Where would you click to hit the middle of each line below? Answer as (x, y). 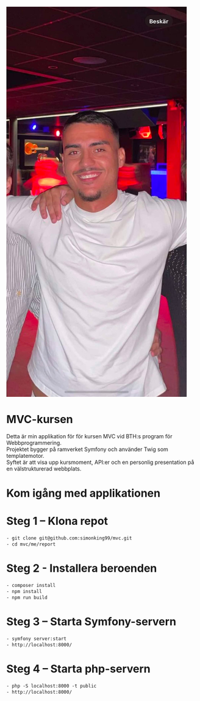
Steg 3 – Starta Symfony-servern (91, 622)
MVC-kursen (40, 420)
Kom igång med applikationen (83, 493)
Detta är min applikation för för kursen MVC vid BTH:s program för (89, 436)
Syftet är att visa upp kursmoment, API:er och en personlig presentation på (100, 462)
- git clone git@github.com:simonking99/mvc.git (69, 538)
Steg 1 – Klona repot (57, 521)
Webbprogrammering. (34, 443)
